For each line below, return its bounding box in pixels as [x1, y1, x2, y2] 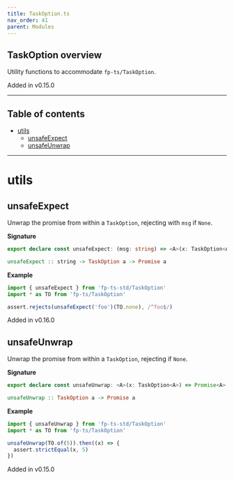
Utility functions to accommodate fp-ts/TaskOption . [7, 68, 157, 76]
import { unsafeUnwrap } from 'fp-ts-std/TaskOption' [7, 420, 167, 427]
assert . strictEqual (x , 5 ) [13, 446, 89, 453]
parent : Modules [7, 23, 54, 30]
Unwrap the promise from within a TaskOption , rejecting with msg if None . [7, 219, 213, 227]
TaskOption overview [7, 49, 102, 61]
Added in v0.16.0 [7, 316, 55, 325]
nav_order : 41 [7, 17, 49, 24]
